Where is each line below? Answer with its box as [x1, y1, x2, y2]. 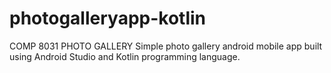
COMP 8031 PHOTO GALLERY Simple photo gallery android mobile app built [9, 40, 323, 52]
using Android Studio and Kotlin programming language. [9, 50, 241, 62]
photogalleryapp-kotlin [9, 7, 207, 30]
